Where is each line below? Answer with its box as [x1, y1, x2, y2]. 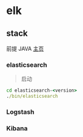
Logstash [6, 108, 35, 116]
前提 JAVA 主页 [6, 45, 44, 52]
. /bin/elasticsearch [6, 93, 59, 100]
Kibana [6, 124, 28, 132]
